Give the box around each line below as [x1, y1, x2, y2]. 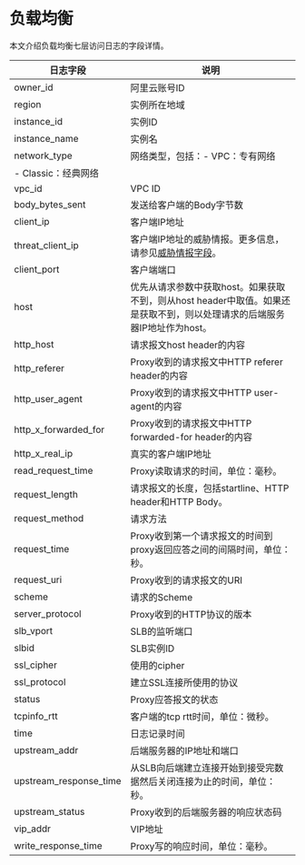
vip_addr [14, 822, 52, 835]
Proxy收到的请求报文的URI [130, 574, 243, 587]
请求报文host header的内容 [130, 338, 246, 351]
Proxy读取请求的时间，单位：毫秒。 [130, 465, 282, 478]
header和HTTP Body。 [130, 495, 228, 508]
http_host [14, 337, 54, 350]
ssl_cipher [14, 659, 57, 671]
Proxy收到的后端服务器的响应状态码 [130, 806, 282, 819]
